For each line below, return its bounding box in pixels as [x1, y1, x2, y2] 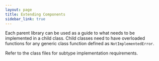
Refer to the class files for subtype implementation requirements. [5, 50, 138, 56]
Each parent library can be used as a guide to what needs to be [5, 30, 135, 36]
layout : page [5, 7, 32, 12]
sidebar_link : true [5, 16, 46, 21]
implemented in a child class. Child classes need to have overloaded [5, 35, 145, 41]
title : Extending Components [5, 12, 66, 17]
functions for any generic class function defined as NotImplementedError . [5, 41, 155, 47]
